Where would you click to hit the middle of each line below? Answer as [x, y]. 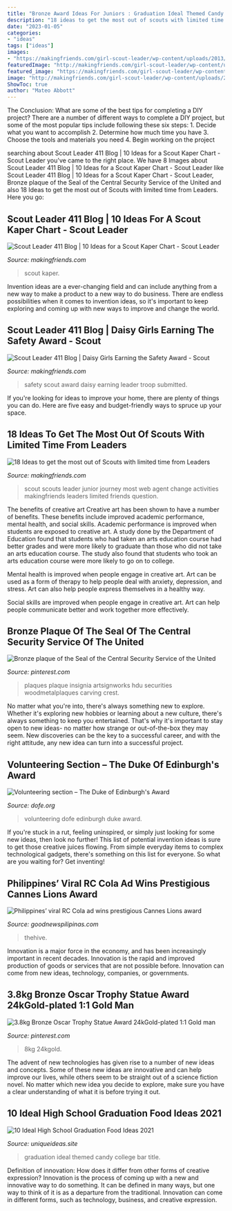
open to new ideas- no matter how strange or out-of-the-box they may [108, 728]
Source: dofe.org [31, 805]
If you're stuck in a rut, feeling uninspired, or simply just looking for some [111, 832]
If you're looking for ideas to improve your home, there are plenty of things [113, 397]
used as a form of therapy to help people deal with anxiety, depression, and [115, 581]
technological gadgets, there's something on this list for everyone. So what [114, 854]
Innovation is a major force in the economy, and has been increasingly [107, 951]
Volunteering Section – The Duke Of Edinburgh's [113, 764]
